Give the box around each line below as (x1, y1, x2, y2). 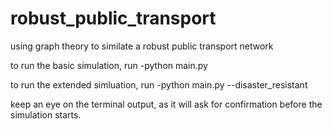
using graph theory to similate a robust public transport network (10, 40, 274, 52)
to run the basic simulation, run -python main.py (10, 59, 208, 71)
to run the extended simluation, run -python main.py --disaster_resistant (10, 78, 308, 91)
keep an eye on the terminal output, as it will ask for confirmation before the (10, 98, 323, 110)
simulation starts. (10, 108, 82, 121)
